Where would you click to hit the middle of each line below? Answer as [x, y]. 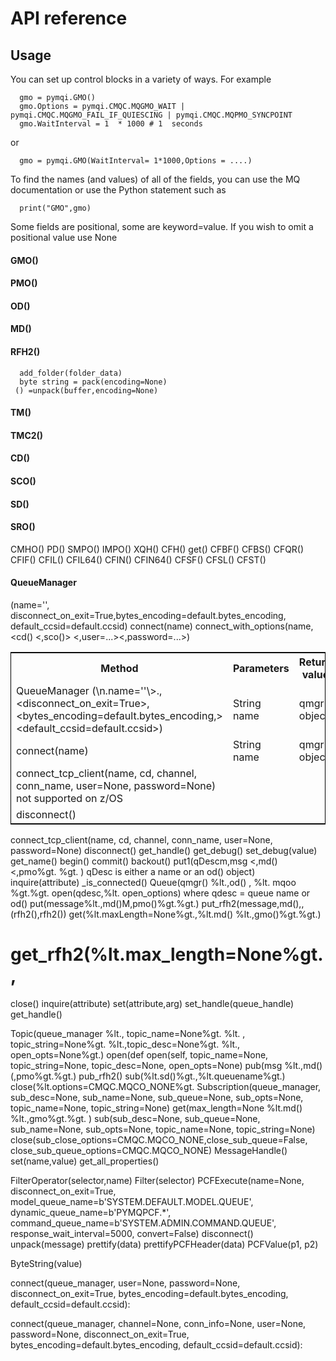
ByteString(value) [46, 1263]
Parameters [261, 668]
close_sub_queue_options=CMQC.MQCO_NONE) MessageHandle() [149, 1150]
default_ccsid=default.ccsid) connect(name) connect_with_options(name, [162, 626]
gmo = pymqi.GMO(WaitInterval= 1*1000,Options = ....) [136, 161]
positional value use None [64, 237]
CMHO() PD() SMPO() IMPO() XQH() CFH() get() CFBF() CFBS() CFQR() [157, 549]
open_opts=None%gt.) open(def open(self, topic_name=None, [139, 1054]
